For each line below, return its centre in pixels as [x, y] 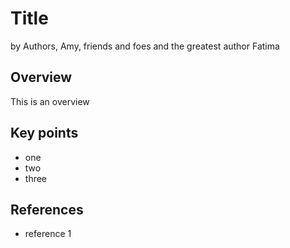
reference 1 [48, 234]
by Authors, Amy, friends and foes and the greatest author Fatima [145, 46]
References [47, 209]
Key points [44, 133]
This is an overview [50, 101]
